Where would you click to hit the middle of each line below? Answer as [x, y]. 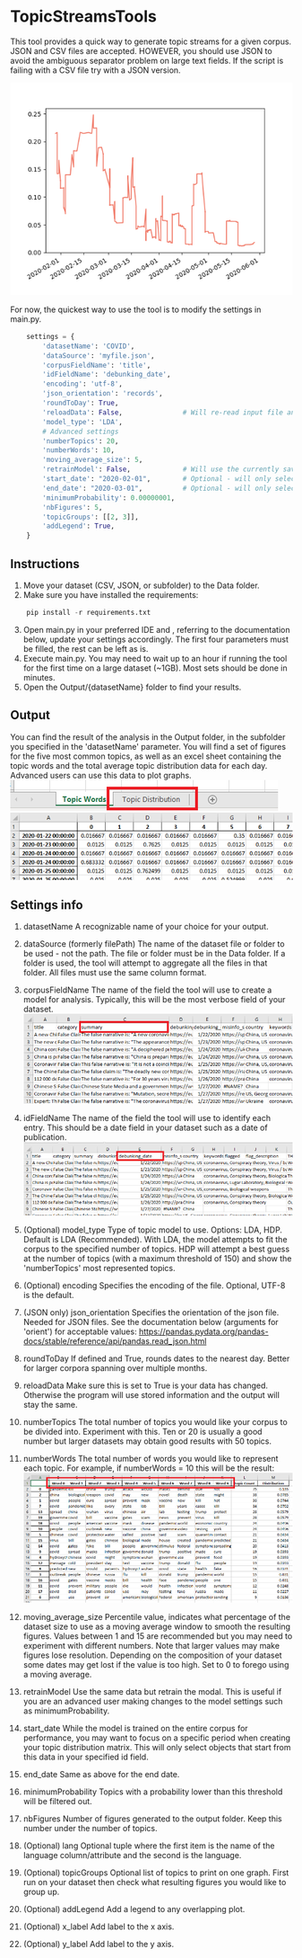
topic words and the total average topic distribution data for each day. [139, 765]
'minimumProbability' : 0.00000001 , [109, 498]
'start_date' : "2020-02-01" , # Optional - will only [157, 479]
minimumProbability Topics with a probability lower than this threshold [153, 1792]
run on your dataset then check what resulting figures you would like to [155, 1882]
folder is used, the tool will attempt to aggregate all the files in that [145, 963]
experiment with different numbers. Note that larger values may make [151, 1646]
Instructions [45, 564]
